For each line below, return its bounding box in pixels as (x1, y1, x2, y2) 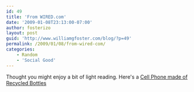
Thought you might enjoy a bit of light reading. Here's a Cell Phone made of (6, 73, 188, 80)
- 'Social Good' (16, 57, 57, 63)
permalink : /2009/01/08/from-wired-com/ (6, 41, 106, 47)
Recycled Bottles (6, 79, 47, 86)
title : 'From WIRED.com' (6, 14, 67, 20)
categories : (6, 47, 35, 52)
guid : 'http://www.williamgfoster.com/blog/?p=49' (6, 36, 132, 41)
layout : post (6, 30, 38, 36)
